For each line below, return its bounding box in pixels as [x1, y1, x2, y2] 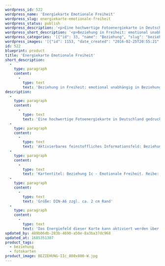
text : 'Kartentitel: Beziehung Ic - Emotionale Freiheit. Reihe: [23, 171, 160, 177]
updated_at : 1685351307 [5, 235, 54, 240]
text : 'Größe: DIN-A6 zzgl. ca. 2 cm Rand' [23, 199, 113, 204]
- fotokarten [9, 249, 36, 254]
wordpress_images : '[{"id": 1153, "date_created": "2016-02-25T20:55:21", [5, 39, 162, 44]
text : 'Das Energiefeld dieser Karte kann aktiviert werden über [23, 226, 160, 231]
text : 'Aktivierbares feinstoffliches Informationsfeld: [23, 144, 141, 149]
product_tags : [5, 240, 34, 245]
